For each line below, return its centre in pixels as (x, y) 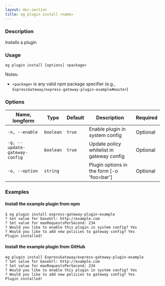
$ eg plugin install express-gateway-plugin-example (60, 214)
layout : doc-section (26, 10)
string (52, 171)
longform (23, 121)
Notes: (12, 74)
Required (147, 118)
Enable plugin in (108, 129)
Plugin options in (108, 165)
